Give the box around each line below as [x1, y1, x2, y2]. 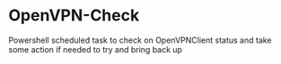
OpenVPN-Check [8, 5, 140, 26]
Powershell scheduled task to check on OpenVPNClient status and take [8, 35, 272, 45]
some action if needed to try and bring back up [8, 44, 183, 54]
